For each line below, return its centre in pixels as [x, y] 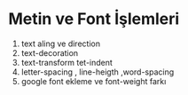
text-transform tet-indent [67, 62]
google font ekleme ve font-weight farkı [94, 81]
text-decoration [50, 52]
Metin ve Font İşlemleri [94, 19]
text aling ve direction [61, 44]
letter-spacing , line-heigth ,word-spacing [98, 72]
